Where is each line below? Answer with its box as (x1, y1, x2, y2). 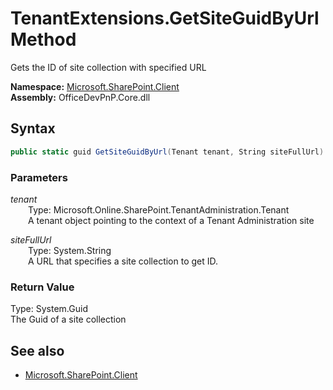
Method (10, 28, 77, 51)
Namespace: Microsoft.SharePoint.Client (10, 80, 180, 92)
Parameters (10, 170, 68, 184)
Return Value (10, 280, 75, 294)
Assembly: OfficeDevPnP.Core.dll (10, 91, 151, 103)
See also (10, 342, 65, 359)
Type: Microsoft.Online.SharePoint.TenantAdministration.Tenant (28, 203, 290, 216)
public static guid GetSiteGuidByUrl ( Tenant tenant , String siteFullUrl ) (10, 147, 325, 157)
